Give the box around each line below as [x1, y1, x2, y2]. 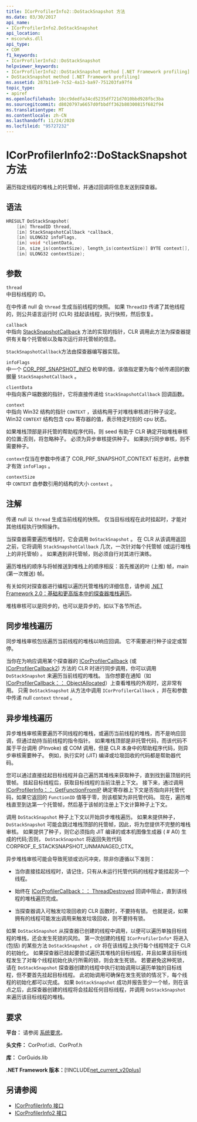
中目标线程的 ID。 [6, 290, 49, 297]
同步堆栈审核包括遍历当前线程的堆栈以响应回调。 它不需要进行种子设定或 [6, 638, 182, 645]
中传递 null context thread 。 [6, 694, 76, 701]
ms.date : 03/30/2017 [6, 14, 57, 20]
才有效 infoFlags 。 [6, 462, 54, 469]
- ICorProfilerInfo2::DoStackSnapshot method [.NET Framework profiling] [6, 69, 191, 75]
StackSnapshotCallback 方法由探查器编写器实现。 [6, 348, 123, 355]
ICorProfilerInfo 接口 [14, 1102, 64, 1109]
